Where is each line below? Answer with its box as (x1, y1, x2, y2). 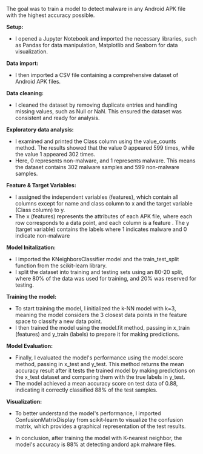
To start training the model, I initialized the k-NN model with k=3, (15, 305, 176, 312)
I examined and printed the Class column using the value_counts (15, 138, 176, 145)
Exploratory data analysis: (6, 126, 74, 133)
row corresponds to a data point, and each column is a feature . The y (15, 219, 190, 226)
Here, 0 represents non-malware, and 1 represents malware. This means (15, 157, 196, 164)
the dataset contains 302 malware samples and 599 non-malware (15, 164, 180, 170)
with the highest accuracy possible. (6, 12, 95, 19)
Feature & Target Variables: (6, 182, 77, 189)
